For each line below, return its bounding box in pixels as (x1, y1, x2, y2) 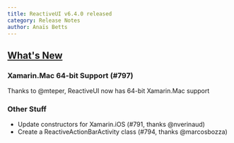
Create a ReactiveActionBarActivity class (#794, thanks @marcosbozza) (17, 128, 228, 136)
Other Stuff (7, 104, 47, 113)
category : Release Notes (7, 17, 81, 24)
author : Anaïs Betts (7, 23, 69, 30)
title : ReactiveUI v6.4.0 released (7, 10, 112, 18)
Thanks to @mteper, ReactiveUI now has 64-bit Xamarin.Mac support (7, 87, 210, 95)
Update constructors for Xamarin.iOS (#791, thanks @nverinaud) (17, 120, 205, 129)
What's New (7, 49, 63, 61)
